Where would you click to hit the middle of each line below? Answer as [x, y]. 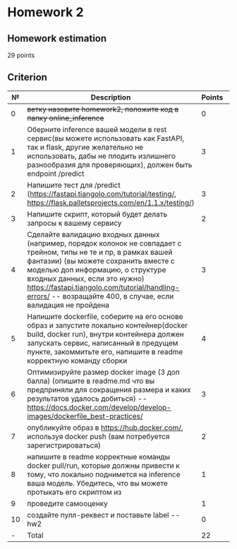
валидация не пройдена [68, 305]
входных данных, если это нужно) [86, 278]
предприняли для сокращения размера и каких [109, 390]
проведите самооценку [67, 503]
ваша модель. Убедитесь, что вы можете [97, 483]
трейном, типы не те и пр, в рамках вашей [100, 252]
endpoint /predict [56, 174]
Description [111, 97]
